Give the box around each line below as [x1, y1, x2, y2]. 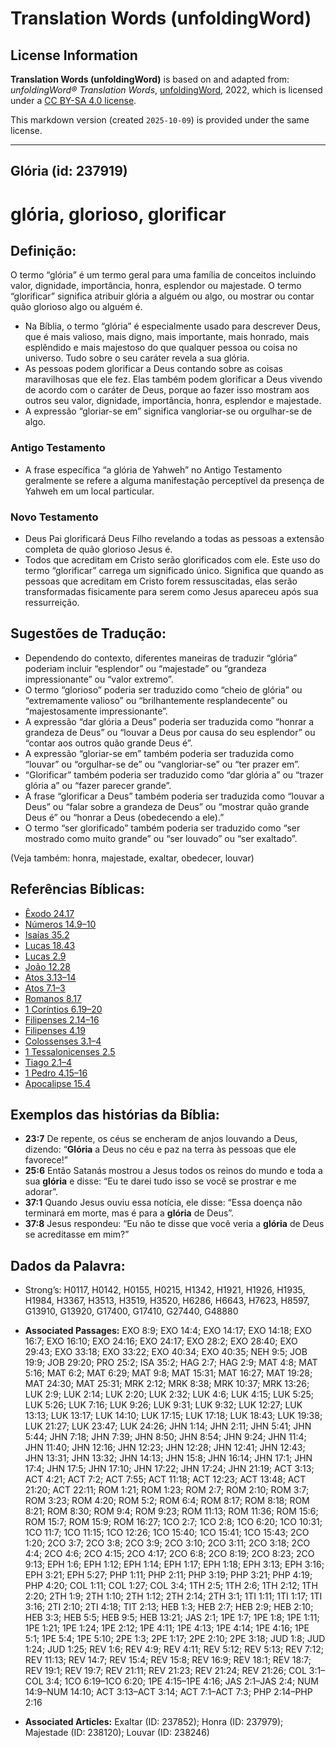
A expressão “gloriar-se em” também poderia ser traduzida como [24, 747, 295, 759]
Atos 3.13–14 [24, 971, 77, 983]
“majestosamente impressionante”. [24, 705, 168, 717]
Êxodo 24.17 [24, 907, 75, 919]
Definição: [10, 242, 77, 259]
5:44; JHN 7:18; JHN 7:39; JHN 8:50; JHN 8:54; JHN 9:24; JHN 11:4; [24, 1431, 307, 1443]
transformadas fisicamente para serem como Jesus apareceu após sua [24, 585, 319, 597]
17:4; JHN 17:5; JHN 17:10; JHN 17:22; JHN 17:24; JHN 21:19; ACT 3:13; [24, 1463, 315, 1475]
